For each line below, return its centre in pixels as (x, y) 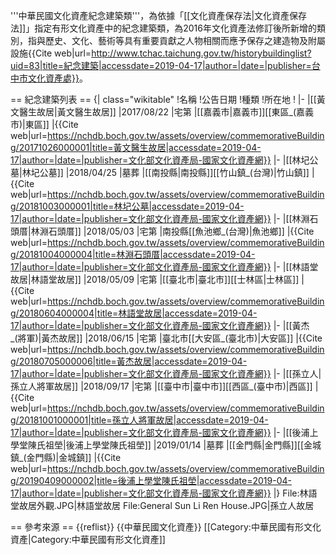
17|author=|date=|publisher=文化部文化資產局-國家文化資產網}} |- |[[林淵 (160, 218)
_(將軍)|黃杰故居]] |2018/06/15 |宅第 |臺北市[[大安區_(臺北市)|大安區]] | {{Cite (166, 338)
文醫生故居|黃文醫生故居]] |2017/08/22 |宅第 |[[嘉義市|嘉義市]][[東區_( (153, 112)
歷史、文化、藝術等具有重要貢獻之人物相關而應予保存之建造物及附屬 (185, 40)
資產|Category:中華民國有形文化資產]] (88, 539)
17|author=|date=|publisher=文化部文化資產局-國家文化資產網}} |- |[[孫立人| (166, 373)
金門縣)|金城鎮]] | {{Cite (74, 457)
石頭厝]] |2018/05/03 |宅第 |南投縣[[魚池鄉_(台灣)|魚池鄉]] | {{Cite (181, 231)
